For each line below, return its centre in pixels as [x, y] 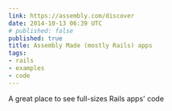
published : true [35, 38]
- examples [27, 68]
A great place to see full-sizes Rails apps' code [86, 98]
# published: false [41, 31]
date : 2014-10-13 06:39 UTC [55, 23]
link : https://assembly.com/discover [72, 16]
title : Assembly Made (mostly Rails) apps [80, 46]
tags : [17, 53]
